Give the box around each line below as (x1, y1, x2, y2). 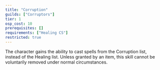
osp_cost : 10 (5, 21, 32, 26)
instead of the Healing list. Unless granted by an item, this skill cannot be (5, 54, 155, 60)
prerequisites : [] (5, 26, 43, 31)
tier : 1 (5, 16, 21, 21)
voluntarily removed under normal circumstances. (5, 59, 108, 65)
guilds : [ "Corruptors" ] (5, 12, 55, 17)
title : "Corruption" (5, 7, 48, 12)
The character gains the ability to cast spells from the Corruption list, (5, 48, 147, 55)
